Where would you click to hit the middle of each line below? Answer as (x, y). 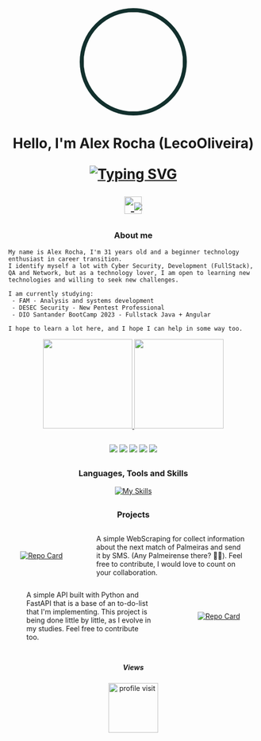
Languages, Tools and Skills (133, 474)
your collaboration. (127, 572)
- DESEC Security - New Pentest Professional (88, 308)
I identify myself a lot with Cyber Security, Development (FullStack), (131, 266)
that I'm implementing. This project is (87, 612)
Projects (133, 514)
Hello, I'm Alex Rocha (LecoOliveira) (133, 144)
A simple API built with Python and (83, 595)
